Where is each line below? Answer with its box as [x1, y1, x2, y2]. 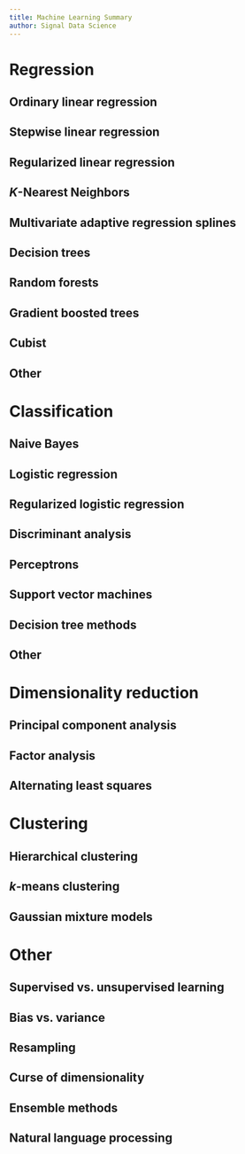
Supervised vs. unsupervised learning [9, 980, 225, 995]
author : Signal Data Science [9, 21, 117, 30]
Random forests [9, 276, 99, 291]
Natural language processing [9, 1131, 172, 1146]
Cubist [9, 336, 47, 351]
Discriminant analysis [9, 526, 132, 542]
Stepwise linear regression [9, 125, 160, 140]
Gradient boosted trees [9, 305, 140, 320]
